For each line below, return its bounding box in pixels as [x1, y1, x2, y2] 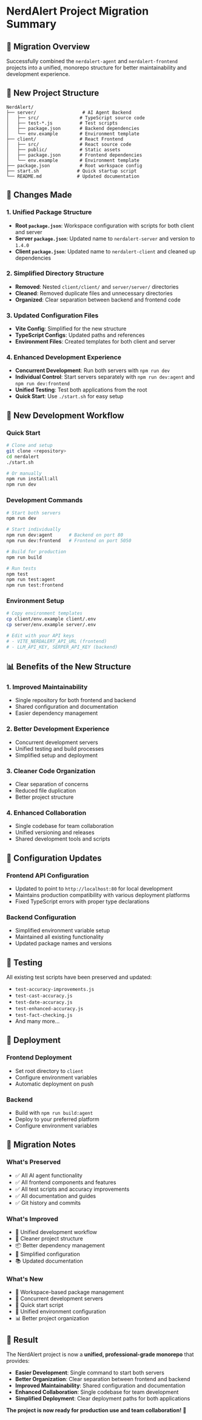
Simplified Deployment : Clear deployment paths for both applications [15, 1395, 190, 1402]
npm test [6, 571, 29, 577]
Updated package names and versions [15, 940, 112, 947]
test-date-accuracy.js [15, 999, 73, 1005]
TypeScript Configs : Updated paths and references [15, 331, 145, 339]
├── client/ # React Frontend [6, 136, 123, 142]
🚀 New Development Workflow [6, 410, 124, 421]
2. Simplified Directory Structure [6, 269, 104, 278]
